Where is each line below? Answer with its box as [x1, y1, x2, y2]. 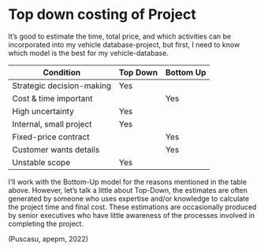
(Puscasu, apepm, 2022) [8, 234, 89, 243]
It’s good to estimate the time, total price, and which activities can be [8, 31, 232, 41]
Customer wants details [12, 144, 100, 155]
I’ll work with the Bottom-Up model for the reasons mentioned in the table [8, 177, 247, 186]
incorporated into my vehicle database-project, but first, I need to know [8, 39, 240, 49]
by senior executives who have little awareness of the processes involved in [8, 210, 255, 220]
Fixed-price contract [12, 131, 90, 142]
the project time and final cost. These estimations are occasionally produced [8, 202, 257, 212]
